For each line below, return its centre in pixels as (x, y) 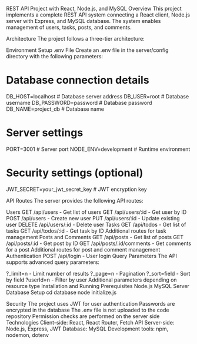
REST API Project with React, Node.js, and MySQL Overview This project (94, 9)
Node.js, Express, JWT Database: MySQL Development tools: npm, (87, 329)
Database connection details (78, 80)
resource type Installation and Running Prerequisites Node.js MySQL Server (98, 286)
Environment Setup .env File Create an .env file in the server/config (87, 50)
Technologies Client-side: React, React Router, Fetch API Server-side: (90, 322)
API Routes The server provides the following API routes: (75, 200)
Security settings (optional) (75, 173)
